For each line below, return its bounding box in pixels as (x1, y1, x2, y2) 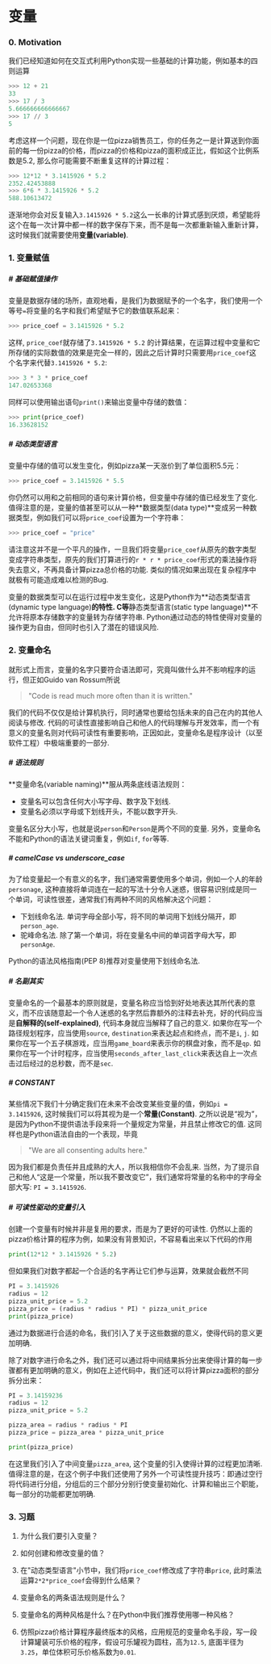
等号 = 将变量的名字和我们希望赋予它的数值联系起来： (8, 306, 182, 316)
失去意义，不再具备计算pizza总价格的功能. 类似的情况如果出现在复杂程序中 (8, 565, 256, 574)
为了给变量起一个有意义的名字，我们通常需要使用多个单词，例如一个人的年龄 (8, 874, 263, 885)
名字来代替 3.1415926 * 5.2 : (15, 358, 107, 368)
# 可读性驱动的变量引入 (8, 1202, 86, 1212)
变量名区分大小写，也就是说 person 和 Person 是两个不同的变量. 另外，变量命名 (8, 824, 261, 834)
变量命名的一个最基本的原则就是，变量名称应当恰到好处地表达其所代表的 (8, 998, 248, 1008)
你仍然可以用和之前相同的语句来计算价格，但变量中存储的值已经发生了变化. (8, 493, 258, 502)
